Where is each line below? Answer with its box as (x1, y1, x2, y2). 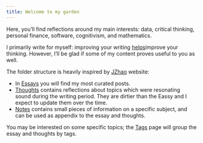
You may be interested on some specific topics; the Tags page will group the (6, 123, 197, 130)
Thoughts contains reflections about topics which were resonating (14, 86, 181, 94)
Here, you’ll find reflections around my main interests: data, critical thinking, (6, 25, 195, 33)
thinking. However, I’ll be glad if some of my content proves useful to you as (6, 49, 195, 57)
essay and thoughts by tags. (6, 130, 77, 137)
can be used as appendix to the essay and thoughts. (14, 112, 146, 119)
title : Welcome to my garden (6, 8, 80, 15)
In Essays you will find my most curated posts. (14, 80, 131, 87)
